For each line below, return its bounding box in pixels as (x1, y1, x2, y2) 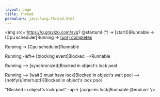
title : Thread (5, 12, 34, 16)
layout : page (5, 7, 32, 12)
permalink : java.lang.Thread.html (5, 16, 75, 21)
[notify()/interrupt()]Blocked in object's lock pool (5, 77, 102, 83)
